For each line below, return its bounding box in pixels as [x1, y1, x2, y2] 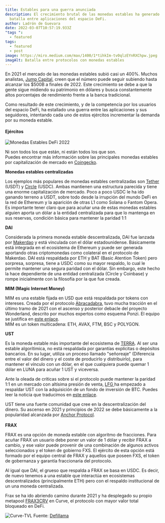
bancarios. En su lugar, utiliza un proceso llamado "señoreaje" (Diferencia [5, 351, 155, 357]
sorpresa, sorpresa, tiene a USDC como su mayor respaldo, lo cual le [5, 261, 145, 266]
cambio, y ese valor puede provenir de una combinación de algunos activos [5, 442, 159, 448]
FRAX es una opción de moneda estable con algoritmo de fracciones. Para [5, 432, 157, 438]
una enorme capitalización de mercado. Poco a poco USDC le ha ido [5, 189, 144, 195]
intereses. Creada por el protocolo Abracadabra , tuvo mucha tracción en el [5, 300, 158, 306]
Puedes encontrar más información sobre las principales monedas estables [5, 154, 159, 160]
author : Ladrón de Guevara [5, 21, 61, 26]
